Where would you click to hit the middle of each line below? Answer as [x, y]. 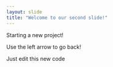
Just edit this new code [36, 58]
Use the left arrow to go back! [44, 47]
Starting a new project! [35, 35]
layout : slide [24, 12]
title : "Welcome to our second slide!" [57, 18]
